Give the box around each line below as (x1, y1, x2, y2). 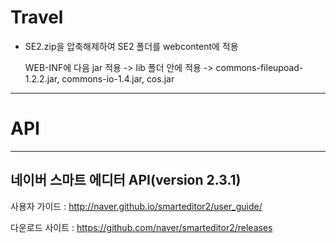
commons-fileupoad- (215, 61, 304, 73)
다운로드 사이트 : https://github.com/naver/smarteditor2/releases (10, 221, 273, 233)
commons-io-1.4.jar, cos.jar (61, 72, 175, 85)
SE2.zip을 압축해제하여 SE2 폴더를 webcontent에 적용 (24, 40, 239, 52)
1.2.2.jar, (24, 72, 60, 85)
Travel (10, 6, 64, 29)
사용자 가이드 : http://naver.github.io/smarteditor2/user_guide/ (10, 200, 263, 212)
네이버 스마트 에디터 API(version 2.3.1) (10, 172, 242, 189)
